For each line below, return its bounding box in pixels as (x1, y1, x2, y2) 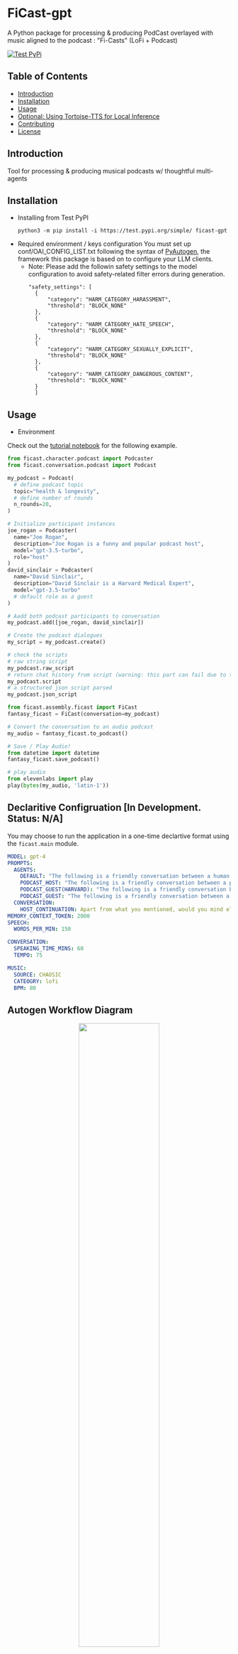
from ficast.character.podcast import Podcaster (7, 455, 154, 463)
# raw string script (7, 657, 69, 665)
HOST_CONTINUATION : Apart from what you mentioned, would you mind (20, 906, 223, 913)
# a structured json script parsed (7, 684, 113, 692)
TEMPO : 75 (13, 952, 42, 959)
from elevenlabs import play (7, 775, 93, 783)
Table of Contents (7, 70, 89, 82)
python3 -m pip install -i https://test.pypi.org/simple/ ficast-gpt (17, 227, 228, 235)
